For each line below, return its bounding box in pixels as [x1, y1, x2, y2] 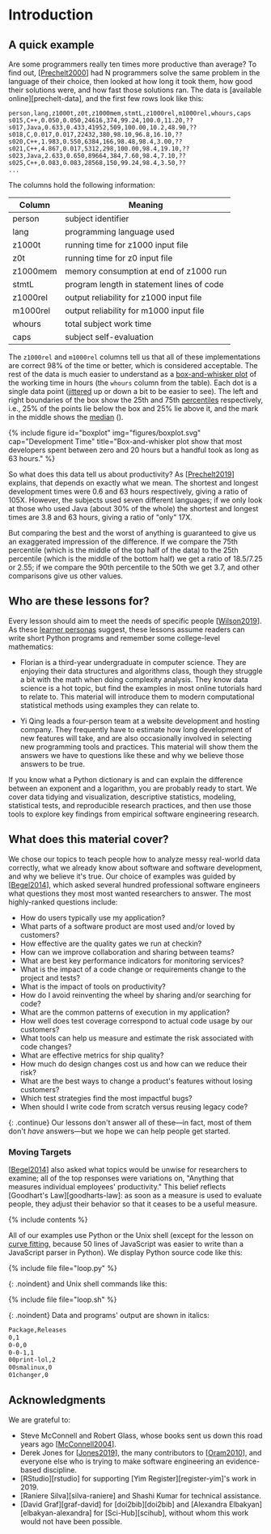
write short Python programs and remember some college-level [8, 633, 221, 642]
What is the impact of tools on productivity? [19, 981, 166, 991]
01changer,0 [8, 1371, 49, 1379]
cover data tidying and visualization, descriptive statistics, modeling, [8, 791, 236, 802]
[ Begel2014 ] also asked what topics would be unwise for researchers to [8, 1164, 248, 1174]
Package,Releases [8, 1325, 67, 1334]
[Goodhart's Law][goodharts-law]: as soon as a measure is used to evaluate [8, 1190, 262, 1200]
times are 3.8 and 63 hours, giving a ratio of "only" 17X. [8, 512, 193, 522]
